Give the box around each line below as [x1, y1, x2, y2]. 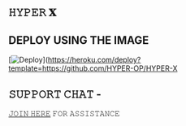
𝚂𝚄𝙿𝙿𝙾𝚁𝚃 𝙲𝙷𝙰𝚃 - [8, 87, 102, 101]
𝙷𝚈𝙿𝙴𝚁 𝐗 [8, 6, 57, 20]
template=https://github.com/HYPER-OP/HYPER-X [8, 63, 178, 73]
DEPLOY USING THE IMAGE [8, 33, 149, 47]
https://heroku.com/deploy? [47, 55, 141, 65]
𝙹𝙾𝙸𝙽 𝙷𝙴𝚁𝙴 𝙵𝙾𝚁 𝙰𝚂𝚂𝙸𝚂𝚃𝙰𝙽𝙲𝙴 [8, 109, 120, 119]
